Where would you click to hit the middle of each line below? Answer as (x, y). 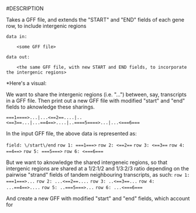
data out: (18, 57)
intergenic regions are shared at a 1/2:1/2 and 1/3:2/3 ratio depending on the (97, 168)
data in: (17, 37)
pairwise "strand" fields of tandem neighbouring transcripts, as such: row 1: (98, 175)
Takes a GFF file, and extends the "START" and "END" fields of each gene (95, 20)
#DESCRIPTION (25, 8)
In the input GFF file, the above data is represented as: (71, 133)
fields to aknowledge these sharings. (51, 107)
